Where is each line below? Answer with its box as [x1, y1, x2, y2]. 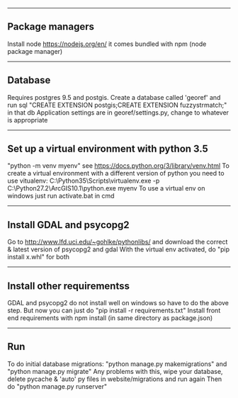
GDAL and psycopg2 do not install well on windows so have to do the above [7, 299, 229, 307]
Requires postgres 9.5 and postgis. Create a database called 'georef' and [7, 93, 221, 101]
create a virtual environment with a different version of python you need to [7, 169, 225, 178]
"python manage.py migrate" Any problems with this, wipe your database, [7, 367, 223, 375]
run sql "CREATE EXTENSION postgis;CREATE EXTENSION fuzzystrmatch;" [7, 101, 227, 109]
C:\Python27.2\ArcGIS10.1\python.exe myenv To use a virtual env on [7, 184, 205, 193]
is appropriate [7, 115, 48, 124]
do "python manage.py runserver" [7, 382, 108, 390]
